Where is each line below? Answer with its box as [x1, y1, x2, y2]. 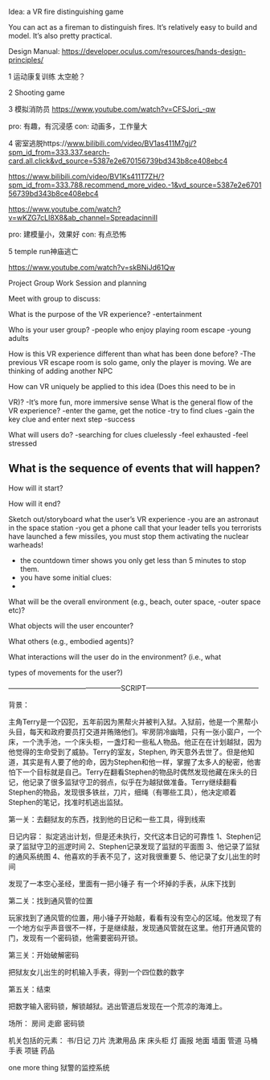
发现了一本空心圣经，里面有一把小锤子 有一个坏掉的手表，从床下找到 [8, 878, 235, 888]
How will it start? [8, 483, 63, 493]
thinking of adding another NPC [8, 366, 113, 376]
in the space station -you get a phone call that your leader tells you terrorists [8, 523, 262, 532]
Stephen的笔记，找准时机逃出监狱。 [8, 797, 128, 807]
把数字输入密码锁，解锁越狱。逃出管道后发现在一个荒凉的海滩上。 [8, 1001, 227, 1011]
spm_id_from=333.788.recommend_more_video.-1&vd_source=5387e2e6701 [8, 180, 262, 190]
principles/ [8, 55, 44, 64]
